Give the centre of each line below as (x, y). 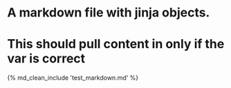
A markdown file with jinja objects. (109, 13)
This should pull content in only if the (116, 44)
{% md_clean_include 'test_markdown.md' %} (73, 78)
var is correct (46, 59)
